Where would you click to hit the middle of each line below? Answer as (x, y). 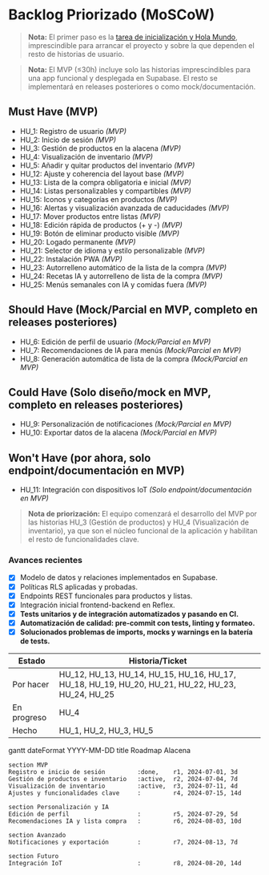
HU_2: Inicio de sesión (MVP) (68, 140)
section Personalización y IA (59, 807)
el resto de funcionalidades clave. (84, 540)
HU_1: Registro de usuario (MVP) (73, 131)
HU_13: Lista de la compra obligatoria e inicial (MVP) (106, 182)
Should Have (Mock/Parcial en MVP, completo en (133, 310)
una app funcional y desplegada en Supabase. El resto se (122, 78)
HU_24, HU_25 (86, 694)
